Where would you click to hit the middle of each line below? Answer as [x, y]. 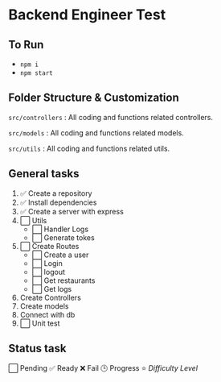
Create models [44, 306]
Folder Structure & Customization [94, 98]
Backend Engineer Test [87, 15]
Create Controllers [51, 297]
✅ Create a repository [56, 193]
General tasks [44, 174]
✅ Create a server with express [72, 211]
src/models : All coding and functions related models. [96, 133]
